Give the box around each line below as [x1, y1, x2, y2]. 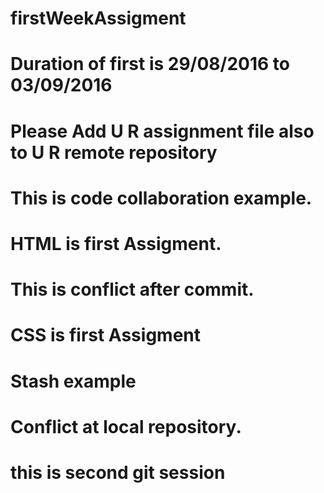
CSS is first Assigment [10, 324, 201, 347]
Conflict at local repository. [10, 415, 242, 438]
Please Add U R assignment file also [10, 120, 315, 142]
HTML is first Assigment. [10, 232, 222, 255]
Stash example [10, 370, 137, 392]
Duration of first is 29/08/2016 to [10, 53, 291, 76]
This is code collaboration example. [10, 187, 313, 209]
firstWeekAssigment [10, 7, 187, 30]
